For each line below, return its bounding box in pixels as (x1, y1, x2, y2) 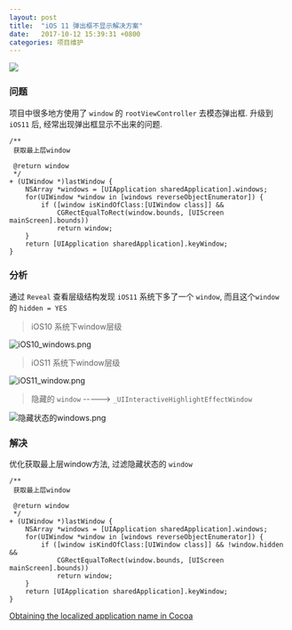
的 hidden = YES (9, 302, 67, 312)
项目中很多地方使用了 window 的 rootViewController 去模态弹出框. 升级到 (9, 108, 273, 118)
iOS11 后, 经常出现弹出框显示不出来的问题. (9, 118, 162, 129)
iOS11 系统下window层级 (30, 357, 121, 367)
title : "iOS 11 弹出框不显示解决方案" (9, 21, 144, 30)
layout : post (9, 12, 58, 22)
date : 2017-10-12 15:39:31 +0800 (9, 29, 141, 38)
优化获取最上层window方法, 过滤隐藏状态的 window (9, 459, 193, 470)
